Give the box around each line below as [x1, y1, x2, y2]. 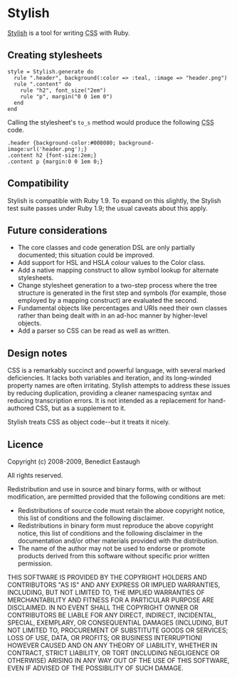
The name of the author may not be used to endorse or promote [17, 544, 206, 553]
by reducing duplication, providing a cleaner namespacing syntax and [7, 389, 212, 397]
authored [7, 404, 34, 412]
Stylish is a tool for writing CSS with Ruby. [7, 28, 130, 37]
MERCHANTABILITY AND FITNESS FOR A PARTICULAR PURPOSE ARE [7, 596, 215, 604]
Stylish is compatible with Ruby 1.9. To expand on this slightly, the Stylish [7, 196, 221, 204]
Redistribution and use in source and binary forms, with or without [7, 485, 201, 493]
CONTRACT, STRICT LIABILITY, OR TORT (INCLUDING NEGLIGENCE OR [7, 649, 220, 657]
